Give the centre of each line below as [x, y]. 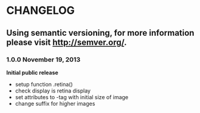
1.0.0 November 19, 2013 [43, 59]
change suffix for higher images [55, 103]
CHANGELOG [40, 11]
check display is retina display [53, 91]
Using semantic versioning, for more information [100, 33]
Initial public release [33, 73]
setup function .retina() [44, 84]
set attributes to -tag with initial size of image [72, 97]
